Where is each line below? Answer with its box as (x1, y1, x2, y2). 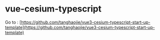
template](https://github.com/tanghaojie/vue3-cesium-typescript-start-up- (5, 24, 155, 30)
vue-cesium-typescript (5, 3, 102, 14)
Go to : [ (5, 19, 21, 25)
